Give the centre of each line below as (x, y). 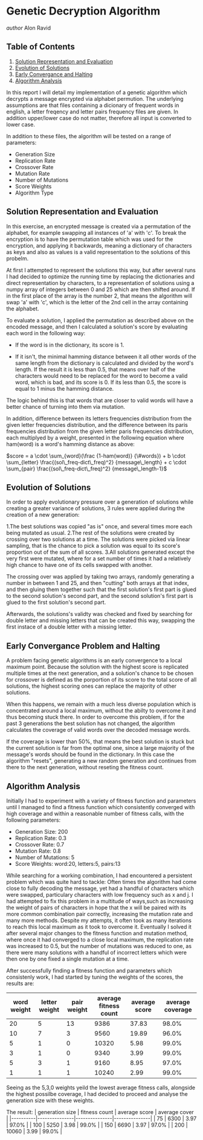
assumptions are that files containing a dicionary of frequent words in (93, 105)
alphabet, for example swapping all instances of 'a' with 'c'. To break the (96, 232)
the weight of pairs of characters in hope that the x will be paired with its (96, 908)
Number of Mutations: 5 (45, 857)
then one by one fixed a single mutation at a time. (68, 959)
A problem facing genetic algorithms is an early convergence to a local (94, 661)
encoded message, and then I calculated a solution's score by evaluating (97, 327)
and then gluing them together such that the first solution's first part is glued (101, 589)
